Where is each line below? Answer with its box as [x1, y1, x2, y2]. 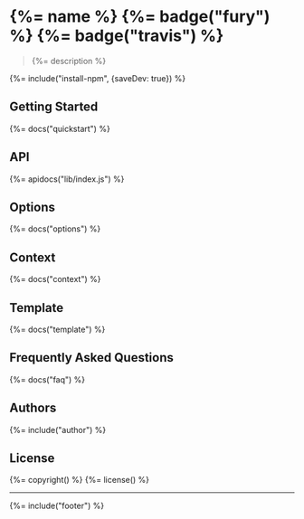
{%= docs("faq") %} [9, 373, 86, 385]
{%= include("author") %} [9, 424, 107, 435]
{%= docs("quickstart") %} [9, 123, 110, 134]
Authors [9, 401, 57, 416]
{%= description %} [31, 55, 107, 66]
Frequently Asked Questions [9, 350, 175, 365]
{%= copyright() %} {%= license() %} [9, 475, 150, 486]
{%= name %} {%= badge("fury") [9, 6, 271, 27]
